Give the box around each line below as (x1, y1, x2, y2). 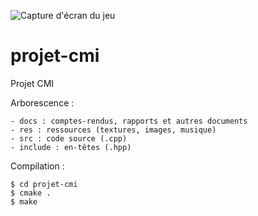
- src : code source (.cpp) (10, 133, 128, 144)
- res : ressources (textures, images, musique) (10, 125, 217, 135)
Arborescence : (10, 96, 75, 109)
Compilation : (10, 160, 65, 172)
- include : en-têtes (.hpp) (10, 142, 132, 152)
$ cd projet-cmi (10, 179, 78, 189)
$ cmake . (10, 188, 52, 198)
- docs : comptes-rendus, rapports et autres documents (10, 116, 248, 126)
